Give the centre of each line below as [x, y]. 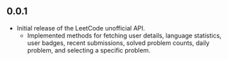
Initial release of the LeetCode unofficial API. [81, 28]
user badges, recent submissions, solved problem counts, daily [118, 43]
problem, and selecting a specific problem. [89, 50]
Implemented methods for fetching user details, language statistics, [124, 35]
